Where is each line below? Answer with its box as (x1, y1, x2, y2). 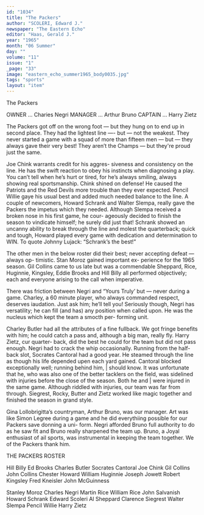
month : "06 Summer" (6, 43, 56, 49)
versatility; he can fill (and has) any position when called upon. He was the (6, 307, 193, 314)
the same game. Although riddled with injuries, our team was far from (6, 384, 181, 390)
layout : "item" (6, 83, 45, 89)
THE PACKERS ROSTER (6, 452, 65, 460)
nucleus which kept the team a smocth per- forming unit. (6, 314, 149, 320)
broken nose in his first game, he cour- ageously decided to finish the (6, 212, 181, 219)
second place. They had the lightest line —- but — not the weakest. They (6, 129, 190, 136)
